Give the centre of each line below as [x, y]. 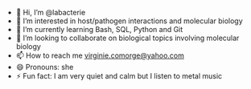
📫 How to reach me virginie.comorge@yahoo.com [100, 55]
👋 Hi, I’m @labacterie [51, 12]
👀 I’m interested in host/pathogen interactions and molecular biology [129, 21]
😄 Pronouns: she [45, 67]
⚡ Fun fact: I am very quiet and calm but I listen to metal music [119, 76]
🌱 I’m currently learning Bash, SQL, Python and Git [99, 29]
